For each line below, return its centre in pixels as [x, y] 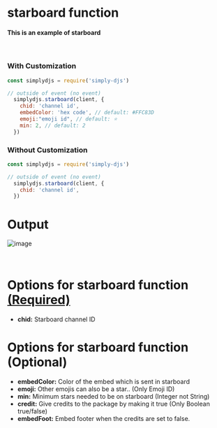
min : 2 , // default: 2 [53, 125]
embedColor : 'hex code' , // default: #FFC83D [87, 113]
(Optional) [37, 362]
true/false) [32, 411]
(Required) [39, 300]
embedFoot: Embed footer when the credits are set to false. [104, 419]
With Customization [42, 66]
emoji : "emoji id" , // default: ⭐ [68, 119]
